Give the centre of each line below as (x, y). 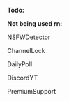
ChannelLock (26, 51)
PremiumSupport (32, 91)
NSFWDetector (29, 37)
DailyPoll (20, 64)
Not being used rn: (35, 23)
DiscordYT (23, 78)
